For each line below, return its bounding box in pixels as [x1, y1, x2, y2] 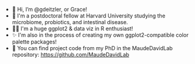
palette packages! [11, 38, 57, 45]
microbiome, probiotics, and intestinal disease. [11, 19, 129, 25]
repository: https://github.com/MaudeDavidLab [11, 51, 130, 58]
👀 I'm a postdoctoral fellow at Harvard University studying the [11, 12, 166, 19]
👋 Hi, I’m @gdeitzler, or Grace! [11, 6, 88, 13]
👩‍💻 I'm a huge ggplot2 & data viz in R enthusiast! [11, 25, 133, 32]
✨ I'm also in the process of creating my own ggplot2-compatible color [11, 31, 189, 39]
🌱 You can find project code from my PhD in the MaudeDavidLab [11, 45, 173, 51]
